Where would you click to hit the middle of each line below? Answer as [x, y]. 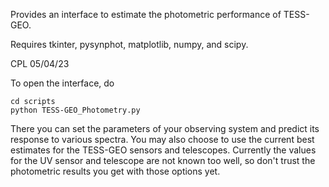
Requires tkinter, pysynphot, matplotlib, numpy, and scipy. [129, 44]
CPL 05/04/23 [40, 63]
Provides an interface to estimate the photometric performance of [146, 14]
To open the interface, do [62, 83]
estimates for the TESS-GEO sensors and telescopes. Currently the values [163, 150]
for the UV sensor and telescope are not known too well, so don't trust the [163, 160]
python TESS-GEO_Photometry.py [75, 110]
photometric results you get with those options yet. [115, 171]
